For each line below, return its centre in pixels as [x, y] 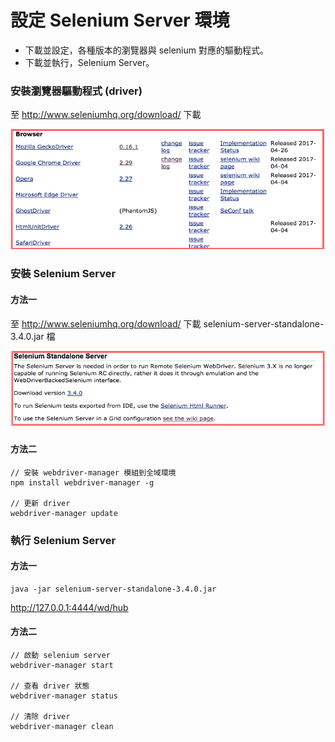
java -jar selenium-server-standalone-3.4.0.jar [113, 589]
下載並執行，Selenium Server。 [89, 62]
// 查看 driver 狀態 [50, 686]
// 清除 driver [40, 716]
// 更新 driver [40, 503]
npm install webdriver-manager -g [82, 482]
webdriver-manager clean [62, 726]
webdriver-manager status [64, 696]
